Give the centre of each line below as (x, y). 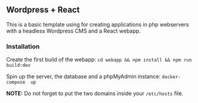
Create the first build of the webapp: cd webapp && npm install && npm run (99, 60)
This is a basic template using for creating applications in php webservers (98, 24)
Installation (23, 46)
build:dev (19, 66)
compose (16, 83)
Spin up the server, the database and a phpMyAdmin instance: (83, 76)
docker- (171, 77)
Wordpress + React (43, 10)
